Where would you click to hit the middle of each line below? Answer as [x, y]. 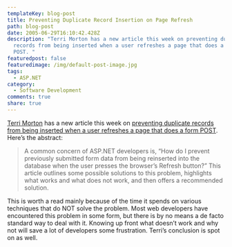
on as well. [22, 237]
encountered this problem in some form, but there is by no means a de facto [116, 215]
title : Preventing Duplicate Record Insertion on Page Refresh [100, 20]
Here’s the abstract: [35, 137]
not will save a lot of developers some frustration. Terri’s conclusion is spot [114, 230]
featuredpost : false [37, 59]
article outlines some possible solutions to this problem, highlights [118, 172]
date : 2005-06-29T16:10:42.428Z [54, 33]
